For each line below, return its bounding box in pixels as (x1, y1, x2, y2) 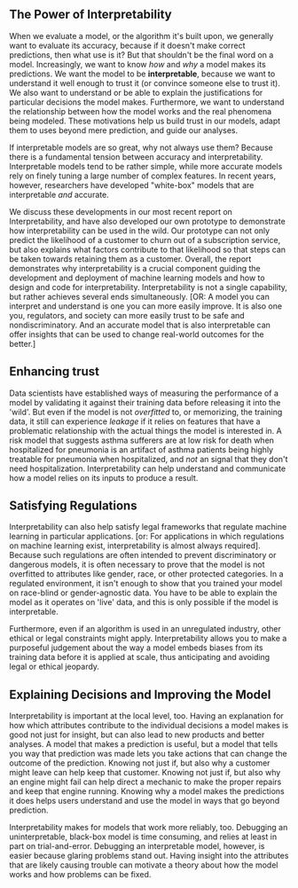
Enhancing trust (9, 364, 100, 380)
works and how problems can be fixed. (9, 869, 152, 880)
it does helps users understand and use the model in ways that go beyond (9, 796, 280, 806)
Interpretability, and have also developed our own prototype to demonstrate (9, 216, 286, 226)
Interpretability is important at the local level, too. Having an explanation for (9, 711, 284, 721)
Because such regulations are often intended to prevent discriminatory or (9, 550, 277, 561)
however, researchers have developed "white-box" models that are (9, 179, 255, 190)
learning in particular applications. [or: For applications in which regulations (9, 531, 285, 542)
